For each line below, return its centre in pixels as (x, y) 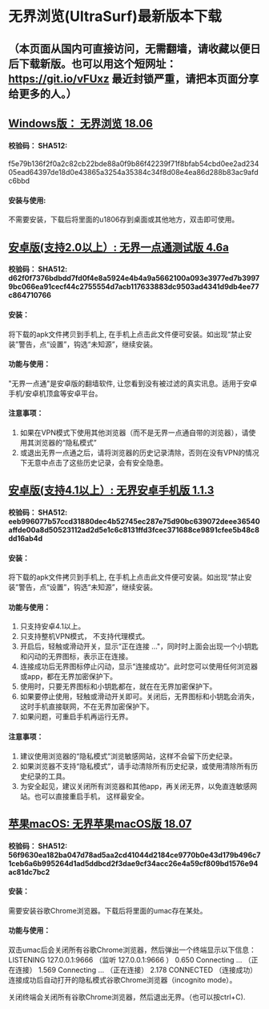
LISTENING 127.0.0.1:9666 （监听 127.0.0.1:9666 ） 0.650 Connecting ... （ (130, 959)
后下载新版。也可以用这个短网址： (92, 64)
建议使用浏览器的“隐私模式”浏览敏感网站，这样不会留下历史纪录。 (128, 756)
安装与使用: (27, 200)
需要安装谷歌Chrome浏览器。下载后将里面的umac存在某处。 (108, 910)
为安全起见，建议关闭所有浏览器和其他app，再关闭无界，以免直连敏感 (135, 786)
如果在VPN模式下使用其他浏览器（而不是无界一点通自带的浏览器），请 (134, 432)
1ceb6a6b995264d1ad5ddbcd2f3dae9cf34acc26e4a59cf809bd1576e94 (133, 863)
